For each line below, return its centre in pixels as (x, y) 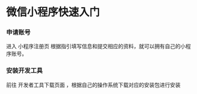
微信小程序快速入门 (53, 12)
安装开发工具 (25, 71)
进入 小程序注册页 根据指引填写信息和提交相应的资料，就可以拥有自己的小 (96, 46)
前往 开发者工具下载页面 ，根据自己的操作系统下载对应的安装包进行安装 (93, 84)
